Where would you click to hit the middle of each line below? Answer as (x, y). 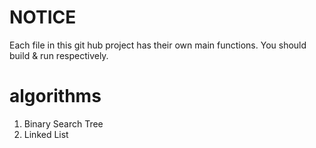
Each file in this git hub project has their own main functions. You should (158, 45)
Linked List (46, 134)
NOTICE (43, 17)
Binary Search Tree (63, 123)
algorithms (55, 96)
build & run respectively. (59, 55)
